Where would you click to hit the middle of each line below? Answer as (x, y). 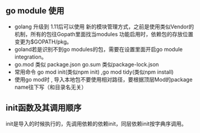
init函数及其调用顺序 (44, 108)
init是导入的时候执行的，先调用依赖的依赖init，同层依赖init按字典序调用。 (96, 123)
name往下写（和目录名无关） (50, 87)
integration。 (31, 57)
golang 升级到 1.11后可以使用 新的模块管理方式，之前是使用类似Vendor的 (104, 27)
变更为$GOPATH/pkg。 (43, 42)
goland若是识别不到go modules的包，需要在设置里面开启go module (98, 49)
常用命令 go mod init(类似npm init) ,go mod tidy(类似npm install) (94, 72)
